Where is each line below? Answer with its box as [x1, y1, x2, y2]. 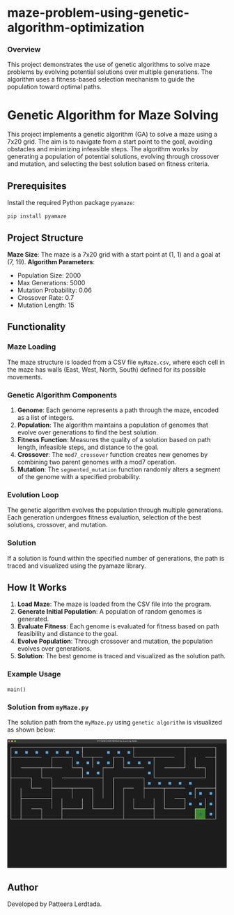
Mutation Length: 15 [17, 301, 75, 310]
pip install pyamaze [7, 213, 68, 220]
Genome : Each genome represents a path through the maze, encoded [17, 406, 219, 414]
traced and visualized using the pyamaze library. [7, 561, 146, 570]
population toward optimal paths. [7, 82, 102, 91]
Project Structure [7, 232, 84, 243]
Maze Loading [7, 342, 56, 351]
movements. [7, 372, 43, 381]
